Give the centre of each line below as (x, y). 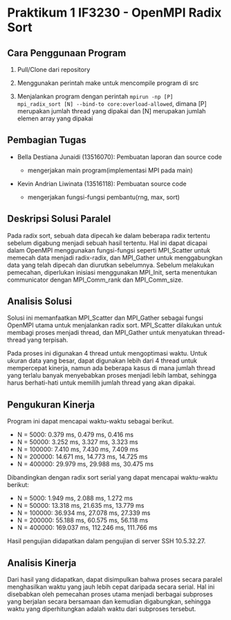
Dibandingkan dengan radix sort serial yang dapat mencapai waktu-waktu (112, 477)
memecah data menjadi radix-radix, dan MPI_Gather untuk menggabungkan (115, 257)
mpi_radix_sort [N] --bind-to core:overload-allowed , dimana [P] (112, 104)
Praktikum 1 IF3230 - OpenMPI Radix (114, 13)
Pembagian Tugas (47, 140)
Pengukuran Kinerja (51, 404)
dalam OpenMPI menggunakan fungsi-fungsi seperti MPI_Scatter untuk (109, 250)
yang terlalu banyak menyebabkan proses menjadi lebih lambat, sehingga (112, 376)
